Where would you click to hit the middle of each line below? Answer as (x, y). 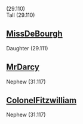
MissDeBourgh (34, 34)
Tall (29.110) (21, 15)
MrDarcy (23, 67)
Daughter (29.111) (27, 48)
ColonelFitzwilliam (41, 100)
